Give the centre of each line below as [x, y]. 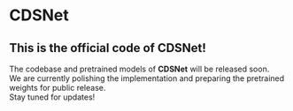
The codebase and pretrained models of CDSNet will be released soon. [139, 69]
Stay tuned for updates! [52, 97]
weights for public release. [58, 88]
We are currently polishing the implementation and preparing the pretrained [147, 78]
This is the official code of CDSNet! [108, 48]
